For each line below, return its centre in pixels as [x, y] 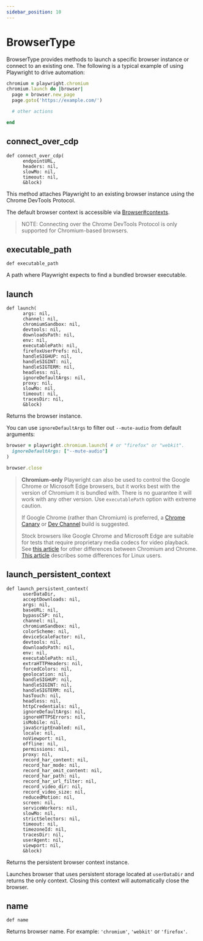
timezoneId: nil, [45, 829]
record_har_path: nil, [51, 776]
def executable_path [33, 264]
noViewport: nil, [45, 738]
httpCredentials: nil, [51, 706]
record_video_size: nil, [54, 792]
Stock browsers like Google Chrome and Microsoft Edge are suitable [107, 536]
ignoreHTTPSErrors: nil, [54, 717]
